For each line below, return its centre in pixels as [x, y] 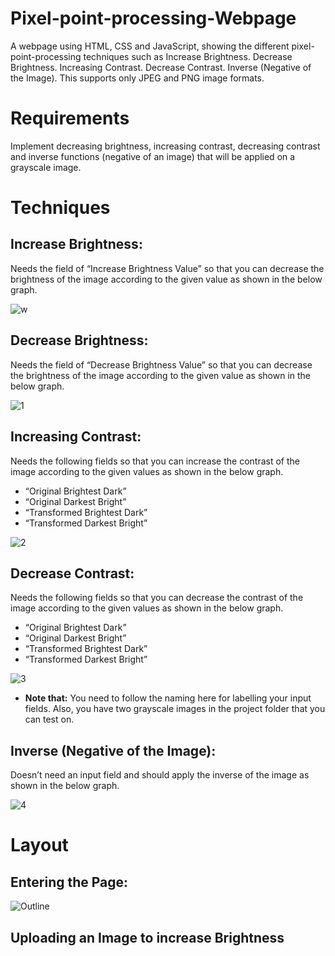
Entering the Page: [69, 882]
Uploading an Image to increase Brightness [147, 937]
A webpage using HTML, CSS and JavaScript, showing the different [150, 46]
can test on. [49, 719]
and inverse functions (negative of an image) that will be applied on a [153, 156]
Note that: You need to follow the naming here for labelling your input [168, 698]
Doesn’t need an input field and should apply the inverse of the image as [160, 775]
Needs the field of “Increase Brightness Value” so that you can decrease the [167, 268]
